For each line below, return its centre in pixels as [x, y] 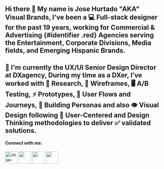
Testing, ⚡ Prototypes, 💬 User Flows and [68, 94]
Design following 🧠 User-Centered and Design [77, 115]
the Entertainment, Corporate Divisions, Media [78, 43]
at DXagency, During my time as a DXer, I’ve [74, 75]
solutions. [21, 130]
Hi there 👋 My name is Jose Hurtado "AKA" [72, 9]
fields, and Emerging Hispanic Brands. [65, 51]
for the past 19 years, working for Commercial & [80, 28]
